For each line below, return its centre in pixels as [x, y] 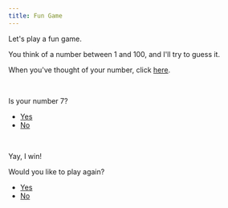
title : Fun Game [35, 16]
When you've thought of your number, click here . [90, 70]
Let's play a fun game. [45, 39]
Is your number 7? [38, 100]
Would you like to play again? [57, 171]
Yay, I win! [25, 156]
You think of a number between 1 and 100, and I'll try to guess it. [114, 54]
